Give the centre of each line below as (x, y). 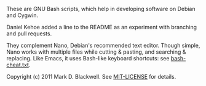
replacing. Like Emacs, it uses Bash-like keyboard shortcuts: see (88, 58)
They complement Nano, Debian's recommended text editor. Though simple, (103, 45)
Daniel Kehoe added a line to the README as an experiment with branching (102, 27)
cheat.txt (18, 65)
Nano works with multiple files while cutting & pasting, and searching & (96, 52)
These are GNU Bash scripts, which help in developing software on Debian (101, 9)
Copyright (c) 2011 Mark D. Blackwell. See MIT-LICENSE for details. (91, 77)
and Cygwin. (22, 15)
